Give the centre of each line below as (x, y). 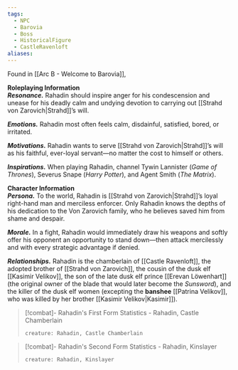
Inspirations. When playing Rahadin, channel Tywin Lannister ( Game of (112, 166)
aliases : (20, 54)
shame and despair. (36, 218)
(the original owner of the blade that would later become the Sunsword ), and (119, 284)
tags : (15, 14)
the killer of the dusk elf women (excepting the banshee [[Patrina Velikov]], (117, 291)
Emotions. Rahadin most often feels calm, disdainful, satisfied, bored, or (113, 124)
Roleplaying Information (44, 88)
